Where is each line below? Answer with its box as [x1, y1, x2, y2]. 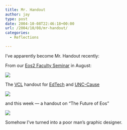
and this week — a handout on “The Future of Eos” [5, 100, 110, 106]
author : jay [5, 12, 30, 17]
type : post [5, 16, 28, 21]
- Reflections [9, 35, 39, 40]
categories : [5, 30, 30, 35]
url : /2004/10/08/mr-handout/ [5, 26, 68, 31]
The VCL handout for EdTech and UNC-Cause [5, 81, 100, 87]
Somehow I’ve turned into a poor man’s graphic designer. [5, 119, 123, 125]
